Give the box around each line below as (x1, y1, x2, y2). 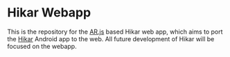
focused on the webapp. (7, 42, 78, 50)
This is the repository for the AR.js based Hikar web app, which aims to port (7, 27, 223, 36)
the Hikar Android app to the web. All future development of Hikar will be (7, 34, 215, 43)
